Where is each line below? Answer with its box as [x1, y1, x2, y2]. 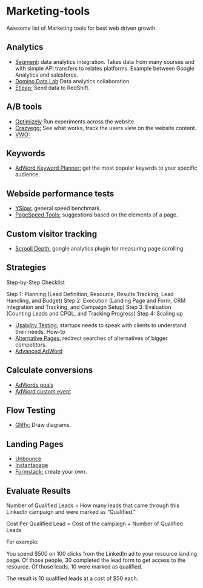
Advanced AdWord [15, 347, 63, 355]
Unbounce [15, 455, 42, 463]
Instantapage [15, 462, 48, 469]
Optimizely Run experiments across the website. [15, 117, 136, 125]
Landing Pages [6, 439, 64, 449]
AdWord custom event [15, 387, 72, 395]
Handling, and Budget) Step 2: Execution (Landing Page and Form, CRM [6, 297, 186, 304]
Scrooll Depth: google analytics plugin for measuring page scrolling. [15, 245, 185, 252]
